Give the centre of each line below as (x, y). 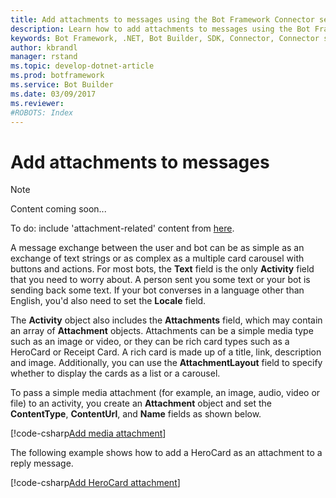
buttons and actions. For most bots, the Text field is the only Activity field (162, 269)
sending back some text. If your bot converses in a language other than (157, 290)
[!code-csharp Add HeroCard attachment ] (95, 483)
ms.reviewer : (37, 103)
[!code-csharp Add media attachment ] (88, 433)
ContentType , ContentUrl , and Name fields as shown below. (136, 414)
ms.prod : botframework (57, 76)
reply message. (42, 463)
